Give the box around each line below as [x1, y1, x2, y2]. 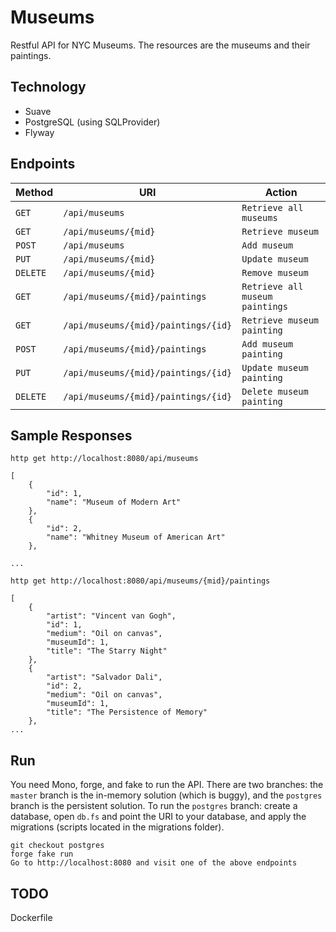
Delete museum [241, 386, 309, 397]
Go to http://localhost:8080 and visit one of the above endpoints [10, 858, 298, 868]
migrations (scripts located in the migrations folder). [10, 821, 225, 833]
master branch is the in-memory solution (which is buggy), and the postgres [10, 789, 323, 801]
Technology [10, 79, 87, 96]
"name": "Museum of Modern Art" [46, 497, 182, 508]
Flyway [24, 126, 55, 138]
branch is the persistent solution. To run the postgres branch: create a [10, 800, 298, 812]
